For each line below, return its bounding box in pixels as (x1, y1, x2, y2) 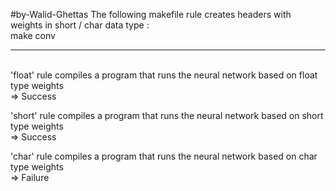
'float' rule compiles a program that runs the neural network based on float (10, 69, 318, 81)
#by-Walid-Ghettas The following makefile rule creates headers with (10, 9, 292, 20)
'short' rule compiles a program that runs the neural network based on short (10, 110, 324, 121)
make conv (10, 30, 56, 41)
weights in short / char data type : (10, 19, 150, 31)
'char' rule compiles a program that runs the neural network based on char (10, 150, 318, 162)
